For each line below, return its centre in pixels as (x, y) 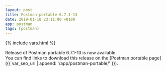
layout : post (19, 10)
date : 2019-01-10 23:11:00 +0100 (40, 19)
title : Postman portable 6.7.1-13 (41, 15)
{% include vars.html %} (31, 43)
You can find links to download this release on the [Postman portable (77, 58)
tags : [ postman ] (22, 29)
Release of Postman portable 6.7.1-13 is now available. (61, 53)
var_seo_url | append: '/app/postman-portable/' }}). (65, 63)
